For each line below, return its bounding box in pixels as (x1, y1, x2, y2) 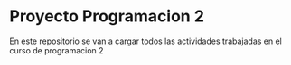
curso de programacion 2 (9, 45, 104, 55)
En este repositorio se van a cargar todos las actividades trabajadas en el (9, 36, 282, 46)
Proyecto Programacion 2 (9, 6, 205, 27)
